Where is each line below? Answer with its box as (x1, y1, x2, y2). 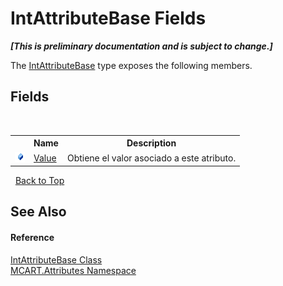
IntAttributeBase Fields (10, 7, 207, 30)
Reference (10, 231, 55, 243)
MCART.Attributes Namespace (10, 264, 137, 276)
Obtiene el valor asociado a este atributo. (66, 152, 237, 164)
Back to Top (14, 175, 65, 186)
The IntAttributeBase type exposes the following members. (10, 59, 253, 71)
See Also (10, 203, 67, 221)
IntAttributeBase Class (10, 253, 103, 266)
